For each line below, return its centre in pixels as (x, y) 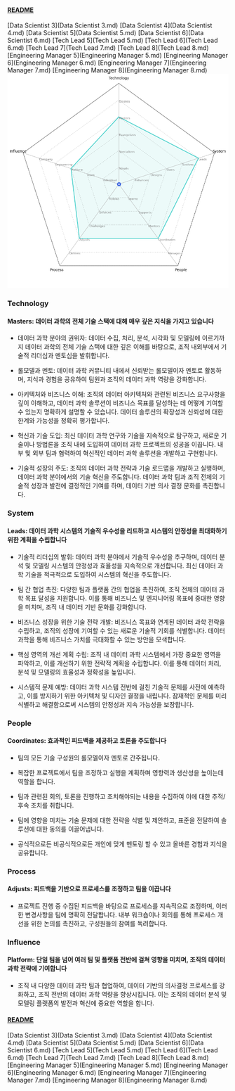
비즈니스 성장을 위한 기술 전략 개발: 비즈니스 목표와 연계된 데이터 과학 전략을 (121, 622)
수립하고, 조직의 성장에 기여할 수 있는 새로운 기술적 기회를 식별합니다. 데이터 (121, 630)
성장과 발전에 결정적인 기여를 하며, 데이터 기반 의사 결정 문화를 (116, 486)
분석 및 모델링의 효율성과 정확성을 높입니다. (76, 672)
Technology (28, 304)
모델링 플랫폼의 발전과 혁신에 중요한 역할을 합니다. (86, 1003)
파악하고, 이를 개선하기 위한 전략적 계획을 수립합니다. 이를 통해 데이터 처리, (119, 663)
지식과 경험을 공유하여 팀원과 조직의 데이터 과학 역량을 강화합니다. (117, 379)
